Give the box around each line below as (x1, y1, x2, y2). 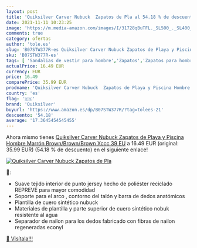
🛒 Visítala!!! (6, 235, 33, 242)
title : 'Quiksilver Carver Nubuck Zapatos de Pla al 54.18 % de (6, 14, 169, 20)
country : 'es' (6, 90, 41, 96)
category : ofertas (6, 36, 51, 42)
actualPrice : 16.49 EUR (6, 63, 64, 69)
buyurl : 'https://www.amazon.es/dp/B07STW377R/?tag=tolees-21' (6, 107, 164, 113)
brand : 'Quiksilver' (6, 101, 57, 107)
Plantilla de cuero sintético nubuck (14, 199, 98, 206)
